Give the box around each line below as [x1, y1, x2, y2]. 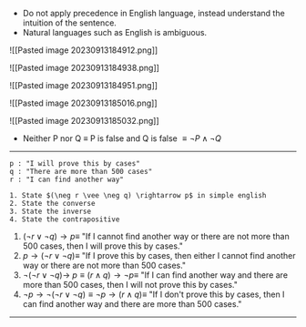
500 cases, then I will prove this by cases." [22, 240, 184, 251]
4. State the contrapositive [9, 215, 120, 224]
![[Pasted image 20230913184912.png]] [9, 45, 158, 56]
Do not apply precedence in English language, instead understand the [22, 8, 285, 18]
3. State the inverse [9, 207, 92, 216]
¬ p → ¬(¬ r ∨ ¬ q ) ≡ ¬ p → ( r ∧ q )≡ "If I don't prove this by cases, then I [22, 289, 285, 300]
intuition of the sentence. [22, 17, 117, 28]
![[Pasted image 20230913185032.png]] [9, 116, 159, 126]
